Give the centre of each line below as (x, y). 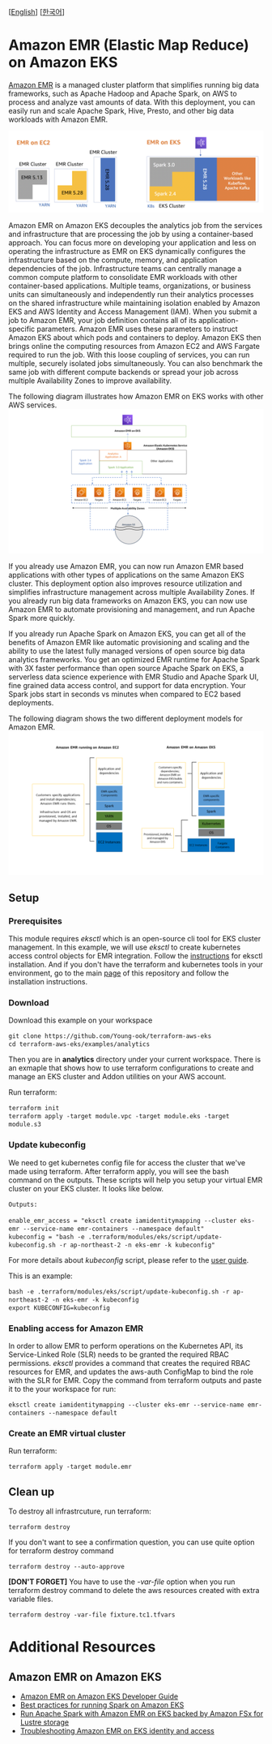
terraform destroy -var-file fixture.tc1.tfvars (92, 1615)
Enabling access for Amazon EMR (76, 1328)
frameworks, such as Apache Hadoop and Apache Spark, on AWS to (123, 93)
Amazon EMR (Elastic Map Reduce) (129, 45)
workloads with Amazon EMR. (58, 119)
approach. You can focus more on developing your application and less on (132, 243)
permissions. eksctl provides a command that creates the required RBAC (130, 1363)
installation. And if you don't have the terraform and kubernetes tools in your (136, 965)
